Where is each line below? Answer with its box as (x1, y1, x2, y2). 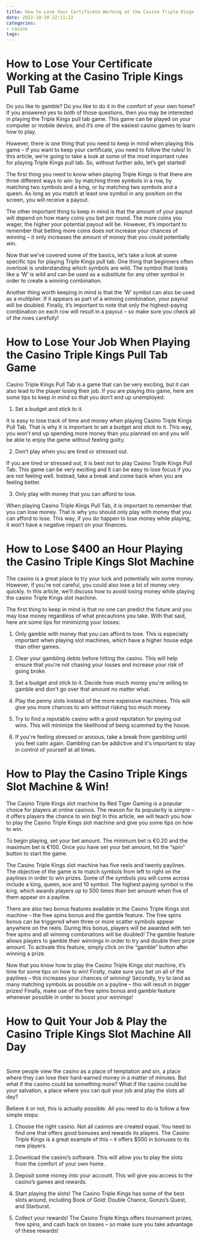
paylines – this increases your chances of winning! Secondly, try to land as (6, 974, 191, 981)
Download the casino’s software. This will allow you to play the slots (14, 1154, 183, 1161)
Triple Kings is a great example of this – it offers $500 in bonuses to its (14, 1135, 190, 1143)
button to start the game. (6, 850, 68, 857)
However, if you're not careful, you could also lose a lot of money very (6, 581, 180, 589)
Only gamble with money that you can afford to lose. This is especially (14, 630, 189, 637)
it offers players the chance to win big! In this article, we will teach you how (6, 812, 192, 820)
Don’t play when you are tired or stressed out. (14, 448, 128, 455)
